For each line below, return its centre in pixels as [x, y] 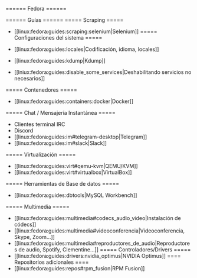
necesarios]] [29, 78]
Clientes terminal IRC [40, 124]
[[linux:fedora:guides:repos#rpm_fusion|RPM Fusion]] [79, 268]
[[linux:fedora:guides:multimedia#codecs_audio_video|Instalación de [97, 218]
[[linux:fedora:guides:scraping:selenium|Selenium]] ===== [86, 31]
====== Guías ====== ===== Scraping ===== [65, 20]
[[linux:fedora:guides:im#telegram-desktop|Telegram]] [81, 137]
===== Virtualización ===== [41, 154]
